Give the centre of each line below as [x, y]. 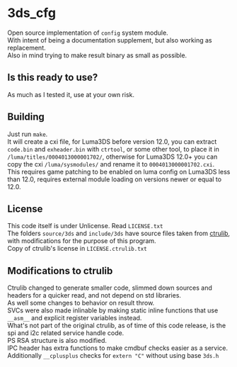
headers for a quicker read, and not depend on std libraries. [94, 295]
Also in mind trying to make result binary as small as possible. [97, 55]
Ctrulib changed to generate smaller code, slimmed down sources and [110, 288]
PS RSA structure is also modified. [57, 341]
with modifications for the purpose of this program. [82, 241]
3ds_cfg [32, 13]
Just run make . [28, 134]
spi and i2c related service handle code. [66, 333]
